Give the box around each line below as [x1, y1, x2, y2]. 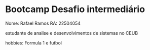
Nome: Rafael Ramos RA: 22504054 [5, 20, 81, 26]
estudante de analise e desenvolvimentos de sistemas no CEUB [5, 30, 138, 36]
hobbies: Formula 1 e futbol [5, 39, 62, 46]
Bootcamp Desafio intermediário [5, 4, 145, 15]
